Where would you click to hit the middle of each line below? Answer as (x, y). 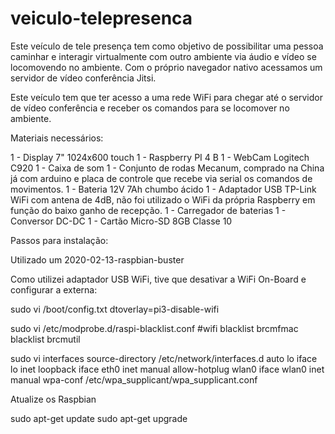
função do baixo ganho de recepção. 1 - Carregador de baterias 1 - (148, 210)
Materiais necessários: (57, 138)
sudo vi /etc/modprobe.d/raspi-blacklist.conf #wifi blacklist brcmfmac (154, 328)
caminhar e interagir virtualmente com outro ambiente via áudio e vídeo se (163, 56)
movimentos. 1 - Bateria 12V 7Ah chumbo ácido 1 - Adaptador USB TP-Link (163, 189)
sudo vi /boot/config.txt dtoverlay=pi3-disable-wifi (115, 309)
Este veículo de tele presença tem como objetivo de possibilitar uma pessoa (167, 46)
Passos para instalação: (59, 240)
